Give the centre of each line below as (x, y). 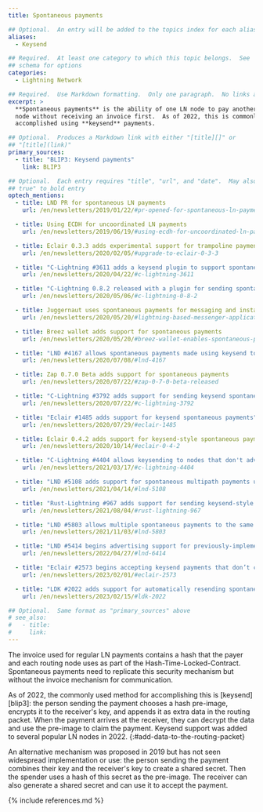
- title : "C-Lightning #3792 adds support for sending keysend (120, 396)
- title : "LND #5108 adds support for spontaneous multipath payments (133, 482)
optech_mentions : (36, 196)
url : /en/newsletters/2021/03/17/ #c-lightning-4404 (108, 468)
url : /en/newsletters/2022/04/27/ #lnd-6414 (94, 554)
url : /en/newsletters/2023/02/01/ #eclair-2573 (99, 575)
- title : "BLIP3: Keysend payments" (75, 159)
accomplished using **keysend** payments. (85, 124)
